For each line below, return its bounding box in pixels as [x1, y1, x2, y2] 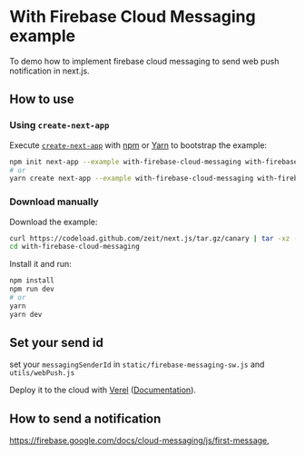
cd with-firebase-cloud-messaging [9, 242, 141, 252]
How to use [9, 92, 74, 107]
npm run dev [9, 284, 54, 294]
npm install [9, 276, 54, 285]
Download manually [9, 195, 100, 208]
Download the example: [9, 216, 98, 227]
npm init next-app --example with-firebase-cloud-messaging [9, 157, 242, 166]
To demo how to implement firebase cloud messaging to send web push [9, 55, 280, 66]
